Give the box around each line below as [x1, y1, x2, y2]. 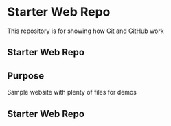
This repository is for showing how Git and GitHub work [7, 27, 164, 35]
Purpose [7, 70, 45, 81]
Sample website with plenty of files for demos [7, 88, 137, 97]
